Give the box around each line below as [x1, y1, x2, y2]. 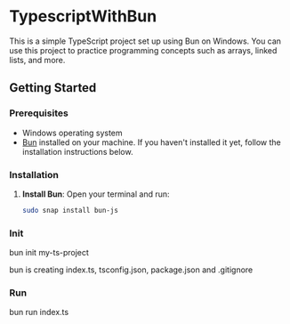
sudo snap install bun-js [21, 206, 118, 215]
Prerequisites [9, 107, 68, 119]
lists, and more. [9, 54, 66, 65]
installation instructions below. [21, 146, 133, 157]
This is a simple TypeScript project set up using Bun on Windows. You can [9, 36, 282, 46]
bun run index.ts [9, 307, 69, 318]
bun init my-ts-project [9, 247, 89, 258]
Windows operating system [21, 127, 123, 138]
